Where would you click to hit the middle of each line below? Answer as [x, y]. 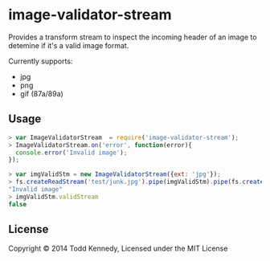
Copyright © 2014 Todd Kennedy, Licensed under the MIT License [118, 249]
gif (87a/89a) [42, 93]
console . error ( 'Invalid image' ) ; [72, 153]
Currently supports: [41, 61]
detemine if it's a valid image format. [69, 45]
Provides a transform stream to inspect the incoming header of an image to [133, 37]
